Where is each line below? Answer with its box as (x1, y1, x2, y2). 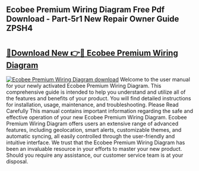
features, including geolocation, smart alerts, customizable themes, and (6, 126, 182, 133)
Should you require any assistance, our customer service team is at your (6, 151, 184, 159)
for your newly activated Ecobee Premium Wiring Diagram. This (6, 83, 162, 89)
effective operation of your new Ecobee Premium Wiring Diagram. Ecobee (6, 114, 187, 121)
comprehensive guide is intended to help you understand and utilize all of (6, 88, 186, 96)
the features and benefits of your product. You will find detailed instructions (6, 95, 191, 102)
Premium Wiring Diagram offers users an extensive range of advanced (6, 120, 179, 127)
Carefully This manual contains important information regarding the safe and (6, 107, 194, 115)
